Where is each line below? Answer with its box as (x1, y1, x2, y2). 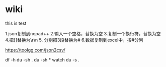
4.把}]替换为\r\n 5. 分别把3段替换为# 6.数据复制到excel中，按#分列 (5, 37, 143, 43)
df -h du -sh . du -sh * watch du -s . (5, 56, 79, 62)
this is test (5, 20, 27, 26)
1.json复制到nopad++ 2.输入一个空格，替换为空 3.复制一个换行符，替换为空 (5, 30, 161, 36)
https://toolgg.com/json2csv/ (5, 47, 65, 53)
